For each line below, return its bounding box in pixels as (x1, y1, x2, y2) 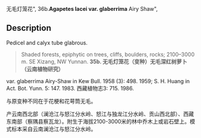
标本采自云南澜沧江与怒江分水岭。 (11, 125, 97, 133)
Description (6, 23, 51, 33)
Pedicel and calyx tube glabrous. (6, 39, 88, 46)
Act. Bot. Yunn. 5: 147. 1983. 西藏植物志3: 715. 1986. (6, 84, 134, 92)
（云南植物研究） (21, 65, 64, 72)
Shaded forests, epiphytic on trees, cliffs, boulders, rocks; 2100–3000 (21, 51, 195, 58)
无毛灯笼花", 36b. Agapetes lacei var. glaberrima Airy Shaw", (6, 5, 158, 12)
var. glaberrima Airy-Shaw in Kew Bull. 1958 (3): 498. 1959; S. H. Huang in (6, 77, 190, 84)
